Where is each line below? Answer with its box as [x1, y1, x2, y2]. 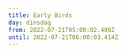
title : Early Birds [8, 11, 73, 19]
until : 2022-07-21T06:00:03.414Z [8, 33, 119, 41]
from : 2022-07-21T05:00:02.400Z [8, 26, 115, 34]
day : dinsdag [8, 19, 52, 26]
